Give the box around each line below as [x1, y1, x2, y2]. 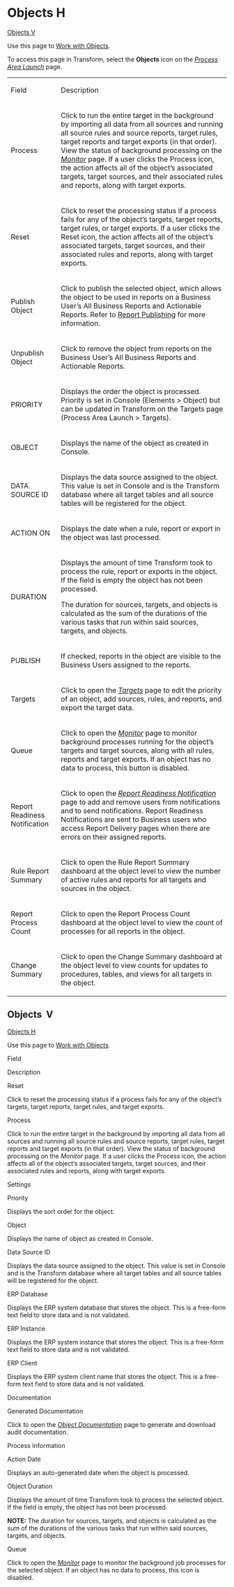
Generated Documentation [7, 1407, 84, 1415]
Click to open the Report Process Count [61, 908, 190, 918]
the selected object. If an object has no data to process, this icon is [7, 1565, 200, 1574]
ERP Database [7, 1289, 48, 1298]
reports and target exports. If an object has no [61, 754, 211, 764]
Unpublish [10, 348, 45, 358]
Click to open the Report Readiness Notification [61, 788, 217, 798]
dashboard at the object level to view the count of [61, 918, 223, 927]
